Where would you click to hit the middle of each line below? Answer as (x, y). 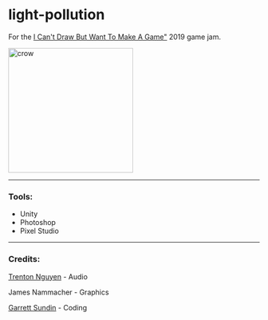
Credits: (24, 259)
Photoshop (37, 223)
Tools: (21, 196)
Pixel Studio (39, 231)
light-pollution (57, 15)
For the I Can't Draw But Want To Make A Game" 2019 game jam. (115, 37)
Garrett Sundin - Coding (48, 307)
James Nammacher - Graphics (59, 292)
